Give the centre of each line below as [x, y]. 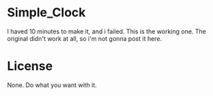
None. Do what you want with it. [52, 85]
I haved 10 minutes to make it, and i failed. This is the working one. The [107, 31]
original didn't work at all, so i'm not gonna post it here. [85, 38]
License [30, 66]
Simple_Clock [46, 13]
